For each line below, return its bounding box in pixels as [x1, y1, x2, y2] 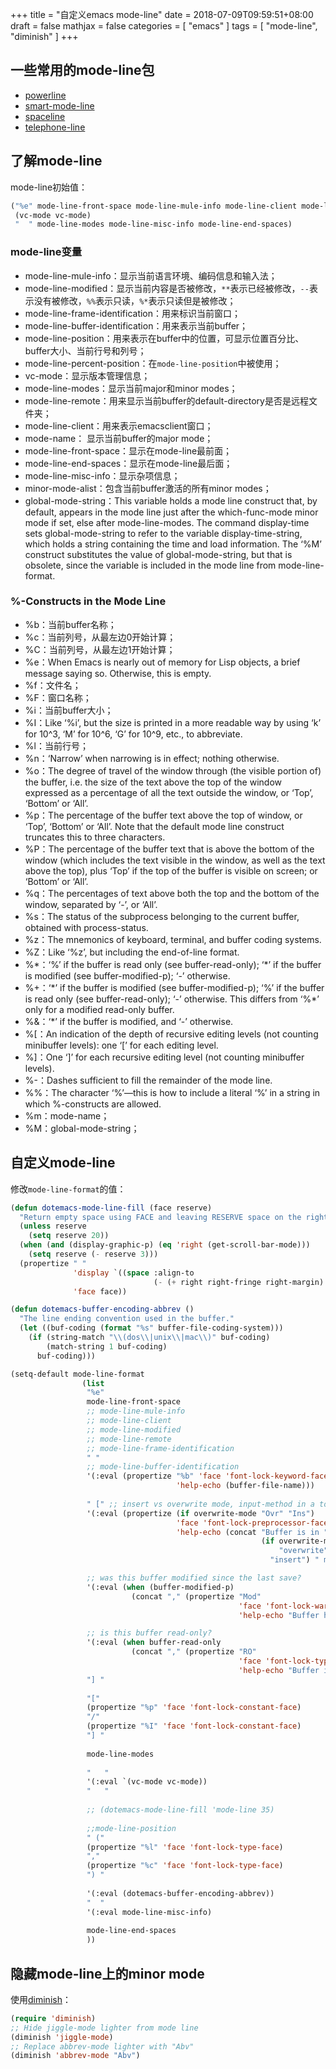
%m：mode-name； [24, 1109, 110, 1122]
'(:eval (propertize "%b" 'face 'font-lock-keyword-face [86, 1471, 329, 1482]
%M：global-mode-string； [24, 1122, 140, 1134]
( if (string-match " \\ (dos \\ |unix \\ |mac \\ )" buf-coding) [28, 1333, 271, 1343]
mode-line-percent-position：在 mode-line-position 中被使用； [24, 357, 282, 369]
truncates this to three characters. [24, 831, 166, 843]
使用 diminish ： [10, 1993, 72, 2005]
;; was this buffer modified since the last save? [86, 1573, 302, 1583]
